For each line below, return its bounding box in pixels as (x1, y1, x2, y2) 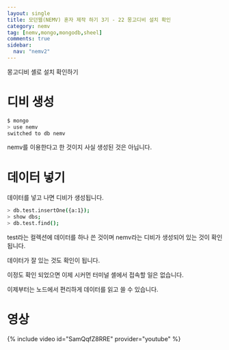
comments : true (7, 36, 51, 42)
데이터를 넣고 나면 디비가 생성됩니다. (7, 193, 104, 202)
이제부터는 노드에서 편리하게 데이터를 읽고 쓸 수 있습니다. (7, 285, 159, 293)
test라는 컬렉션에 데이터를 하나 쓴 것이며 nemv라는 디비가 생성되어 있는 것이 (7, 233, 210, 241)
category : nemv (7, 23, 51, 29)
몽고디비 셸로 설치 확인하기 (7, 68, 79, 76)
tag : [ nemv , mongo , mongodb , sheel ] (7, 29, 103, 36)
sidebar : (7, 42, 32, 49)
